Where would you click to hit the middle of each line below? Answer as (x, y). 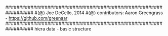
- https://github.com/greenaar (36, 18)
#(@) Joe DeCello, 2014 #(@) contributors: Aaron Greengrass (99, 13)
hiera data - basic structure (63, 29)
